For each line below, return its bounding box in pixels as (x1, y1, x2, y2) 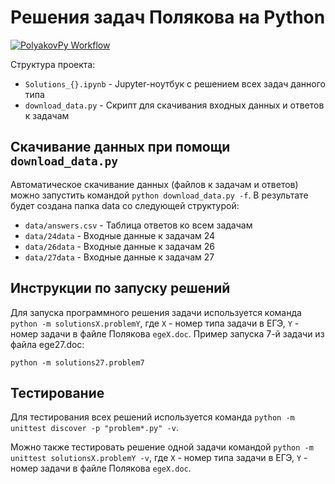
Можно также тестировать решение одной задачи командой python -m (10, 441, 314, 453)
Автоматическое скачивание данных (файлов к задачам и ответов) (10, 178, 299, 190)
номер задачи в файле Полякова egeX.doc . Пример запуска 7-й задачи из (10, 327, 325, 340)
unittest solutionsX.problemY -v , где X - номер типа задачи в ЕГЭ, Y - (10, 452, 308, 464)
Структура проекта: (10, 58, 96, 70)
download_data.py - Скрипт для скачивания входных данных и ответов (24, 99, 325, 111)
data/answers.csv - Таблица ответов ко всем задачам (24, 219, 253, 231)
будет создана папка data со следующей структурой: (10, 199, 240, 211)
